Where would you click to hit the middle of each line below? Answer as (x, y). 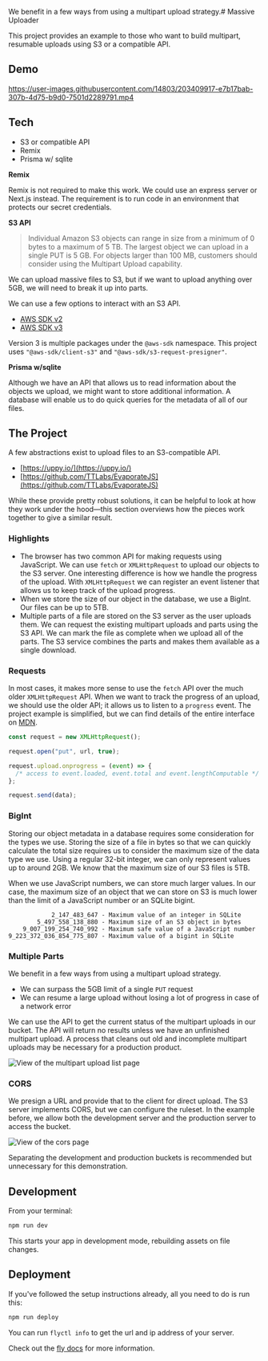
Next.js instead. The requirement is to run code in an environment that (124, 198)
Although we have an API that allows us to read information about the (122, 382)
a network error (46, 1006)
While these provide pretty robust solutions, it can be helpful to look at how (132, 501)
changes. (24, 1249)
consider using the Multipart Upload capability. (105, 263)
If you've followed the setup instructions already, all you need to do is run (129, 1294)
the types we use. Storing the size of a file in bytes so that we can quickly (130, 842)
